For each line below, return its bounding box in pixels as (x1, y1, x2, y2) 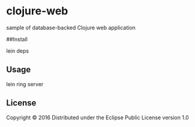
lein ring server (6, 80, 44, 87)
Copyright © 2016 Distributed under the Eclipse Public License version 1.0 (6, 114, 189, 121)
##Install (6, 35, 28, 43)
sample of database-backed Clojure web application (6, 24, 136, 31)
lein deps (6, 47, 29, 55)
